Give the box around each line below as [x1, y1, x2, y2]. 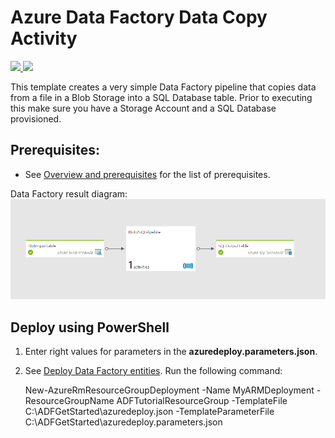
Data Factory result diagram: [10, 187, 128, 200]
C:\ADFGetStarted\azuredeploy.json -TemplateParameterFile [24, 406, 275, 418]
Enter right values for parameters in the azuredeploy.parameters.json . [24, 346, 318, 358]
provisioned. [10, 112, 62, 125]
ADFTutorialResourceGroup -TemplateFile [116, 395, 288, 407]
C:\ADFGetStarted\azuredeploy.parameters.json [24, 416, 223, 428]
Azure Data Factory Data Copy [10, 6, 268, 29]
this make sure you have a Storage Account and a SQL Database [10, 102, 277, 114]
